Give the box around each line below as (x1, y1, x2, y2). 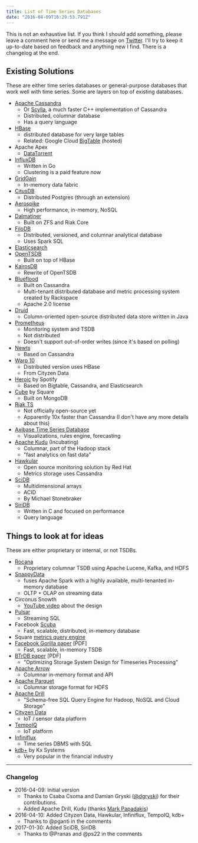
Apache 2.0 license (23, 301, 71, 308)
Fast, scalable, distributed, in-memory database (23, 627, 140, 634)
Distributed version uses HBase (23, 363, 100, 370)
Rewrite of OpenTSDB (23, 269, 77, 276)
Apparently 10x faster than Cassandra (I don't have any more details (23, 414, 189, 421)
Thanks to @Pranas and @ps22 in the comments (23, 831, 143, 838)
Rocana (14, 558, 34, 565)
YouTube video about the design (23, 602, 103, 609)
